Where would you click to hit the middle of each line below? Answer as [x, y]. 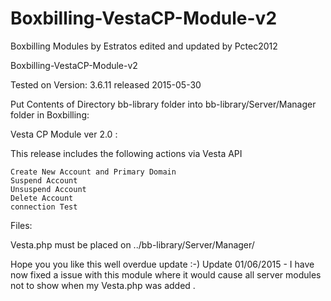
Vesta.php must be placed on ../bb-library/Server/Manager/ [132, 244]
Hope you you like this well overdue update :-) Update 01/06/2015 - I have [162, 264]
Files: [21, 225]
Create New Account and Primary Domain [93, 172]
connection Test [44, 207]
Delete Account [42, 198]
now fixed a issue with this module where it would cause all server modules [166, 274]
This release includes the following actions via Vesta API [126, 153]
